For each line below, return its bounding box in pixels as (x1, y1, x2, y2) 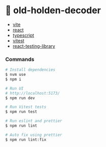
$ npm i (5, 76, 22, 82)
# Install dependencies (5, 67, 56, 73)
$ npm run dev (5, 95, 36, 101)
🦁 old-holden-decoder (5, 5, 101, 16)
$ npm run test (5, 109, 38, 114)
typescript (12, 32, 34, 38)
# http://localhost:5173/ (5, 91, 60, 96)
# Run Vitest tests (5, 104, 47, 110)
